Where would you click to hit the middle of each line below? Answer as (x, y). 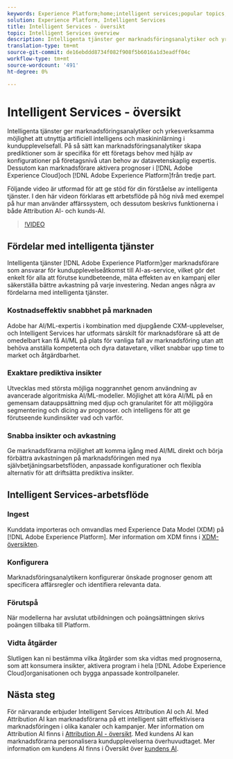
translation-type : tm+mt (43, 46)
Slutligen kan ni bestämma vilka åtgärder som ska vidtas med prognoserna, (115, 658)
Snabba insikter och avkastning (62, 436)
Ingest (18, 514)
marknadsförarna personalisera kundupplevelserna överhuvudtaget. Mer (111, 741)
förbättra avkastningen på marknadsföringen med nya (84, 458)
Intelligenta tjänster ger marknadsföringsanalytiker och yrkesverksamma (111, 131)
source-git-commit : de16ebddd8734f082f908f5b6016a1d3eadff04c (99, 53)
